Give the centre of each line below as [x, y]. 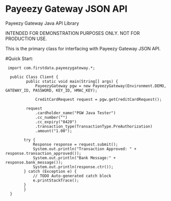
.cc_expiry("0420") [56, 122]
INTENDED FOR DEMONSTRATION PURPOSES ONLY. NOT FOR [73, 33]
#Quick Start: [19, 58]
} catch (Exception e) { [50, 171]
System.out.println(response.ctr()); [73, 167]
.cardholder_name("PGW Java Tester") [75, 113]
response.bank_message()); [34, 162]
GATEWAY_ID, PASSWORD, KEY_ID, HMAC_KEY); [51, 90]
